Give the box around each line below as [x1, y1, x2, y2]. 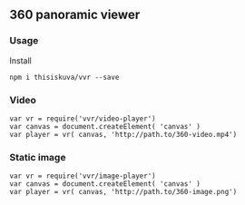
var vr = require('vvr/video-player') [9, 113, 156, 123]
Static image [9, 151, 66, 163]
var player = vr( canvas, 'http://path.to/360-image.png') [9, 188, 238, 197]
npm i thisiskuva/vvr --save [9, 73, 120, 82]
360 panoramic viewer [9, 7, 141, 23]
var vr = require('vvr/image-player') [9, 171, 156, 181]
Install [9, 54, 32, 66]
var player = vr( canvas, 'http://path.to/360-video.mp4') [9, 130, 238, 139]
